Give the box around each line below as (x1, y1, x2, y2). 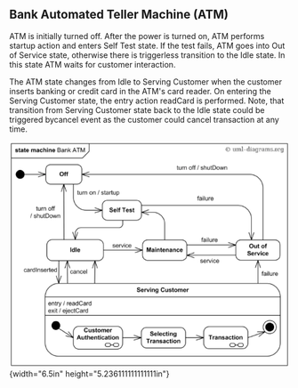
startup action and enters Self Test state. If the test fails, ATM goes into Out (9, 40, 286, 51)
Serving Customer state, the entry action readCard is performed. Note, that (9, 95, 285, 106)
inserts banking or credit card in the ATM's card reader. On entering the (9, 85, 271, 96)
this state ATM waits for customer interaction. (9, 59, 176, 69)
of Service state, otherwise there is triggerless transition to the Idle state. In (9, 49, 286, 61)
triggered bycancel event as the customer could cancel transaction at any (9, 114, 280, 125)
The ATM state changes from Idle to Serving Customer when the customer (9, 76, 283, 87)
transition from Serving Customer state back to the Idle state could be (9, 104, 265, 115)
